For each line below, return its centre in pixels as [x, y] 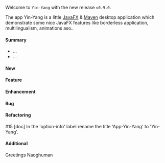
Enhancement [20, 91]
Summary [16, 40]
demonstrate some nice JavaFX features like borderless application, [77, 23]
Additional [17, 144]
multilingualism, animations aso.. [40, 28]
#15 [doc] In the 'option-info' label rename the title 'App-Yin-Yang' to [77, 126]
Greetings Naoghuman [29, 155]
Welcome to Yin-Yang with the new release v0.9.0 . [58, 7]
